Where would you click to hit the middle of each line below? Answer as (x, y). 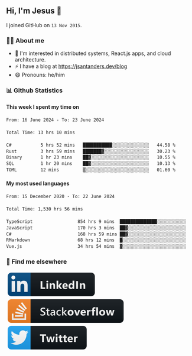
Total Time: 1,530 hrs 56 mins (45, 209)
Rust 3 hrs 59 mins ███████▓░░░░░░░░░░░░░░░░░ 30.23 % (91, 151)
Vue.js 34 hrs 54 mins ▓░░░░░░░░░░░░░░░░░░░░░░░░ (96, 247)
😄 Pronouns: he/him (40, 75)
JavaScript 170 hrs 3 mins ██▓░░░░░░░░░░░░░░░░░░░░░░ (96, 228)
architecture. (30, 60)
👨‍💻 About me (25, 40)
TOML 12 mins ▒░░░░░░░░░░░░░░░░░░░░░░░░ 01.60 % (91, 170)
